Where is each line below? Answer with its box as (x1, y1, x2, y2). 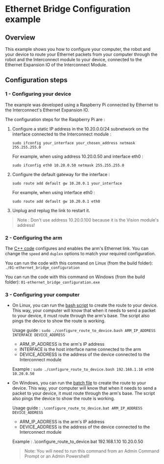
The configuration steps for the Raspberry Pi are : (5, 116, 105, 122)
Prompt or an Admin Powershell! (24, 453, 90, 459)
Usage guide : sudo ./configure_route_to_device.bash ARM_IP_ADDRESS (12, 328, 156, 333)
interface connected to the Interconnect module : (12, 131, 112, 137)
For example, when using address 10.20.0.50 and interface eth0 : (12, 153, 143, 159)
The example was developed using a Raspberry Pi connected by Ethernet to (5, 102, 159, 108)
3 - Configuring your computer (5, 291, 80, 298)
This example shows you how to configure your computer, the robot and (5, 46, 151, 52)
